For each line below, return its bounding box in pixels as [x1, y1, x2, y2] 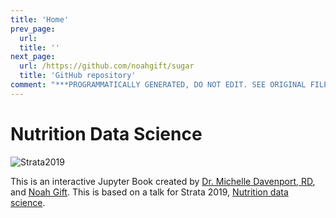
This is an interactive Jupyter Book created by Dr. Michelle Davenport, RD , [10, 175, 316, 187]
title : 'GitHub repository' [19, 71, 137, 81]
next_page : [10, 52, 56, 62]
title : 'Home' [10, 14, 70, 25]
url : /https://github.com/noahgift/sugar [19, 61, 195, 71]
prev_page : [10, 24, 56, 34]
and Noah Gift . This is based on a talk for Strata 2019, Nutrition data [10, 186, 289, 198]
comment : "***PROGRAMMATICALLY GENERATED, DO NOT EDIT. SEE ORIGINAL [10, 80, 307, 90]
